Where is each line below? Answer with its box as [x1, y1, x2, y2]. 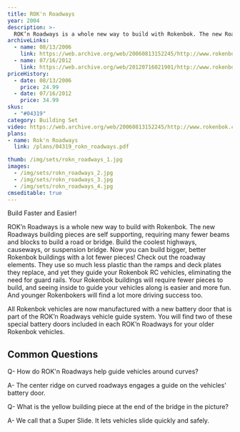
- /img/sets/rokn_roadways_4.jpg [14, 183, 114, 190]
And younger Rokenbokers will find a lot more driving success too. [7, 291, 204, 300]
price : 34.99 [20, 97, 59, 104]
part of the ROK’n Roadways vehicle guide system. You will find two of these [7, 312, 233, 321]
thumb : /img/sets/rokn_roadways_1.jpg [7, 156, 123, 164]
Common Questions [7, 348, 99, 361]
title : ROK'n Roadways [7, 10, 75, 18]
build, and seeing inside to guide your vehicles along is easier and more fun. [7, 283, 231, 292]
